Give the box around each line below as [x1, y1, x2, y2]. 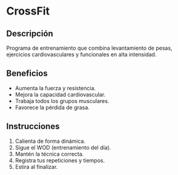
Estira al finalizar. [15, 163, 58, 170]
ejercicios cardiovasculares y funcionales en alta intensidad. [6, 51, 157, 58]
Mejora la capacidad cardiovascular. [15, 91, 106, 98]
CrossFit [6, 4, 50, 18]
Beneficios [6, 68, 48, 79]
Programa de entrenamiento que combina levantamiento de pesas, [6, 44, 173, 51]
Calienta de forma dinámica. [15, 137, 86, 145]
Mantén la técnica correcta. [15, 150, 84, 157]
